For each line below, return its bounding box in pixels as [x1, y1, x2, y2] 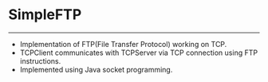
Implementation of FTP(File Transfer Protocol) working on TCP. [19, 39, 227, 49]
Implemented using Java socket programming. [19, 64, 173, 74]
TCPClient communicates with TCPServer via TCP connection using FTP [19, 48, 258, 57]
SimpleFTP [8, 6, 82, 24]
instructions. [19, 56, 61, 65]
